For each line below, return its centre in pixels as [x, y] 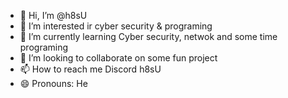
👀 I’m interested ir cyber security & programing [116, 26]
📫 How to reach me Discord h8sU [90, 69]
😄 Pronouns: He [53, 83]
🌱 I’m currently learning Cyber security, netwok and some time [148, 36]
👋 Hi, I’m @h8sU [53, 15]
